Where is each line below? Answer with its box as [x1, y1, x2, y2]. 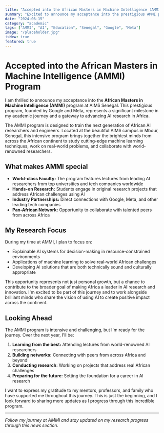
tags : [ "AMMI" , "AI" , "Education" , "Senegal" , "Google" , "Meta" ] [5, 25, 141, 30]
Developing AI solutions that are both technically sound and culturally [12, 264, 152, 270]
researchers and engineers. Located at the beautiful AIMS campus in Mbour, [5, 127, 159, 133]
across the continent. [5, 300, 48, 306]
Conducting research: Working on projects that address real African [12, 362, 150, 368]
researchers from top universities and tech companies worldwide [12, 181, 143, 187]
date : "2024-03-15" [5, 16, 45, 21]
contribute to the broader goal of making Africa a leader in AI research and [5, 284, 155, 290]
